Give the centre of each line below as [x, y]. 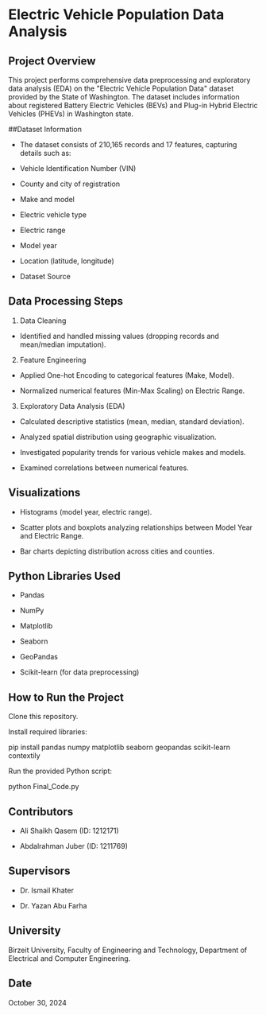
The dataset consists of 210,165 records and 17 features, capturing [128, 144]
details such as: [45, 153]
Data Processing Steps [66, 301]
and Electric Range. [52, 535]
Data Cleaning [43, 321]
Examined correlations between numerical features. [104, 468]
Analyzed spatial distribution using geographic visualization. [118, 437]
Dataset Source [45, 276]
